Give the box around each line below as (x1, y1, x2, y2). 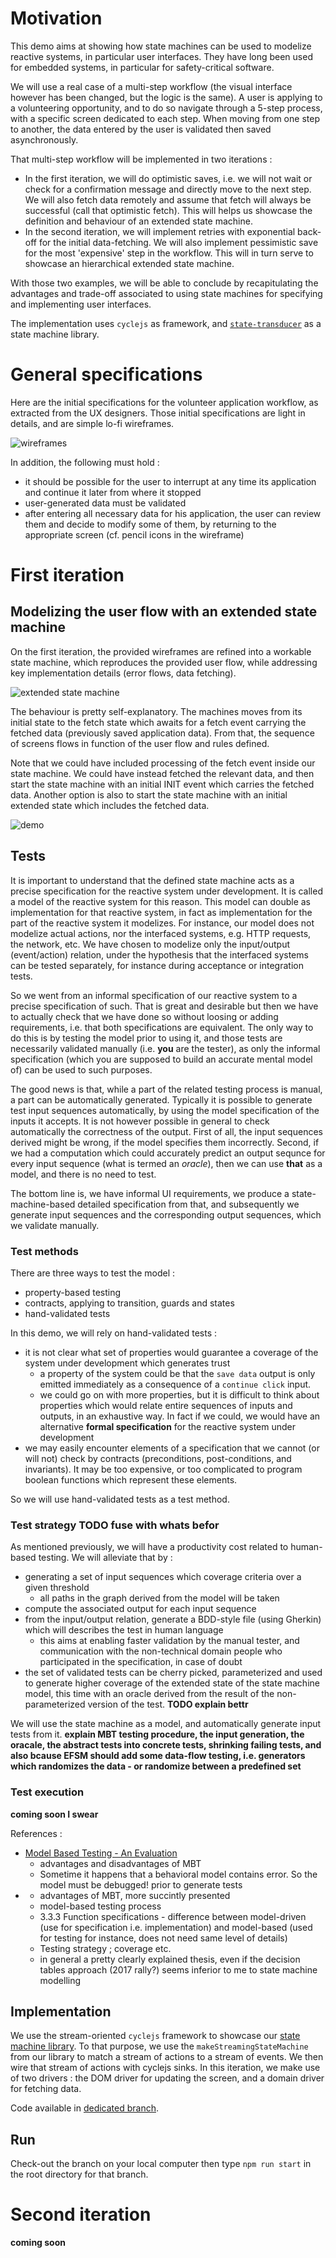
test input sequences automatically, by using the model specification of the (10, 1104, 320, 1116)
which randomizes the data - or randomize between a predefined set (10, 1760, 302, 1772)
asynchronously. (10, 133, 79, 146)
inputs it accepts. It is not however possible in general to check (10, 1115, 270, 1127)
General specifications (10, 363, 203, 386)
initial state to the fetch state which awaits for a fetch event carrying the (10, 716, 307, 728)
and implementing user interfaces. (10, 298, 152, 310)
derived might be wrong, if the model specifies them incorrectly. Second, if (10, 1136, 320, 1148)
